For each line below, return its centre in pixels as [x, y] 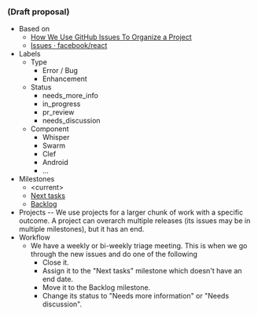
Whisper [56, 137]
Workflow [34, 237]
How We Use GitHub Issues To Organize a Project [111, 37]
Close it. [55, 262]
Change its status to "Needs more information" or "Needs [136, 296]
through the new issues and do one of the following [114, 255]
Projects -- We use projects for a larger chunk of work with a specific [131, 212]
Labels [29, 54]
